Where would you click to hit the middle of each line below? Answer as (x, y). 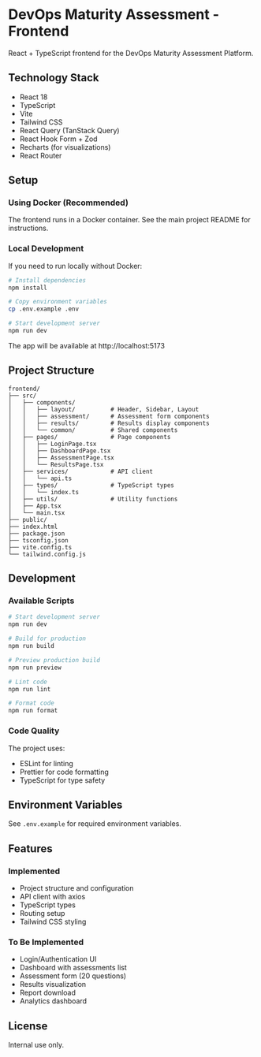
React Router (41, 155)
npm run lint (30, 689)
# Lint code (28, 682)
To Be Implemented (46, 942)
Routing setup (42, 914)
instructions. (28, 228)
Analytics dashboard (53, 1001)
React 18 (34, 97)
